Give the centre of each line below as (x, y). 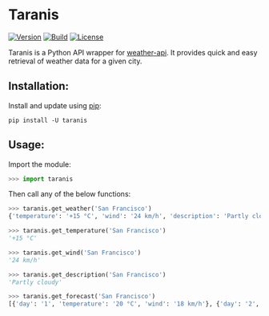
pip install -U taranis (48, 120)
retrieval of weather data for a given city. (75, 61)
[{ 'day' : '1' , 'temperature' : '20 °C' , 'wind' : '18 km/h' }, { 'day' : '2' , (134, 304)
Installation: (39, 86)
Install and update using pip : (55, 105)
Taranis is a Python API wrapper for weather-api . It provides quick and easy (133, 52)
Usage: (27, 145)
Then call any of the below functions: (70, 194)
